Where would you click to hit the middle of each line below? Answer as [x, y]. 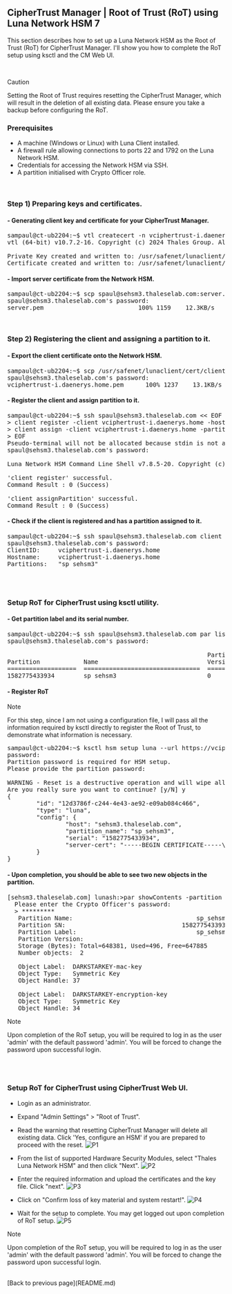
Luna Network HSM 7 [54, 24]
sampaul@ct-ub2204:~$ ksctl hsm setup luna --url [93, 748]
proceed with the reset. [50, 1144]
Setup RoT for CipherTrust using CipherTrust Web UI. [98, 1088]
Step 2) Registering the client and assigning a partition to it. [109, 339]
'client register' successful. [60, 478]
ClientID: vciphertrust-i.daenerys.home [84, 550]
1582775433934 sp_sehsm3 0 [109, 676]
